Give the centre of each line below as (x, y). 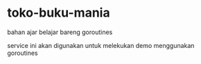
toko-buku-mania (59, 13)
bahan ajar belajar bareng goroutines (60, 32)
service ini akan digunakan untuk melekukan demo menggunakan (101, 45)
